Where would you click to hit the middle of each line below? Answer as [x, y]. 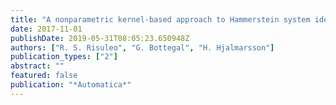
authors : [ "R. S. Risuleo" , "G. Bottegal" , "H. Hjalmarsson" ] [142, 47]
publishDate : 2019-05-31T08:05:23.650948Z [100, 38]
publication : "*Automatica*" [71, 85]
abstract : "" [37, 66]
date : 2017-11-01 [46, 29]
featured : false [44, 76]
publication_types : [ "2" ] [64, 57]
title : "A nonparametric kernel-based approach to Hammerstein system [160, 19]
